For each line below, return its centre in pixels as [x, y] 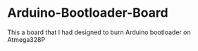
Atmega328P [26, 39]
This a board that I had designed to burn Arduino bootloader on [99, 32]
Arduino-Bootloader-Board [88, 13]
